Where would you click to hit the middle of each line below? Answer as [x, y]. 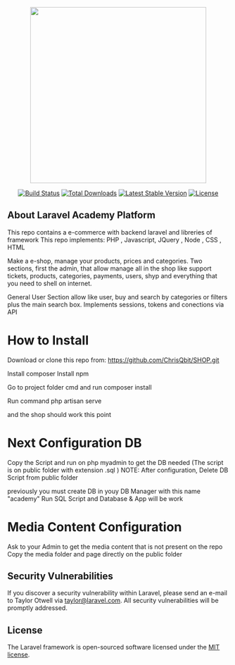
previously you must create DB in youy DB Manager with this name [104, 491]
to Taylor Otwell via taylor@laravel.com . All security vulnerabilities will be [113, 601]
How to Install [48, 340]
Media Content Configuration [95, 527]
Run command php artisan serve [55, 401]
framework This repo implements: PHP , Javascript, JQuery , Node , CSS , [114, 240]
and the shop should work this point [59, 414]
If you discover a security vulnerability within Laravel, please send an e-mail [117, 593]
